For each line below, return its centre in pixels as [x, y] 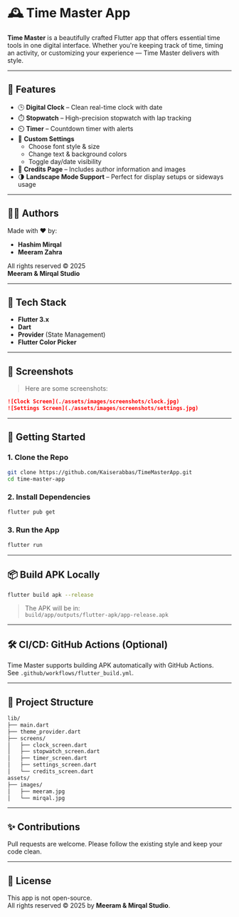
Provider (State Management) [62, 334]
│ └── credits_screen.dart [51, 772]
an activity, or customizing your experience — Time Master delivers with [113, 53]
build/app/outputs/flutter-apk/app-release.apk [96, 615]
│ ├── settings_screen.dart [52, 765]
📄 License [30, 881]
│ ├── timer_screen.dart [47, 758]
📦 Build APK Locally [54, 575]
